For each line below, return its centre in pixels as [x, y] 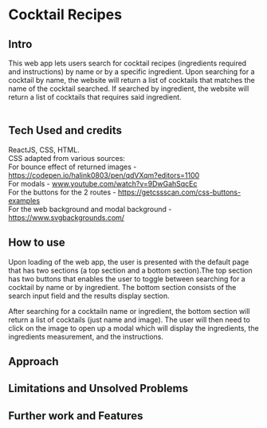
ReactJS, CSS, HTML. [44, 150]
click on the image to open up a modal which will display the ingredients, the [133, 328]
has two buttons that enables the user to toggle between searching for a [127, 279]
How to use [37, 243]
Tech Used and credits [65, 130]
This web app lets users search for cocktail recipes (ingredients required [128, 63]
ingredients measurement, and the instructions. [86, 336]
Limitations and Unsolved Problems [98, 389]
